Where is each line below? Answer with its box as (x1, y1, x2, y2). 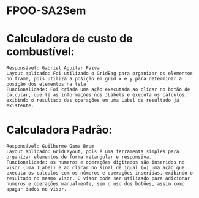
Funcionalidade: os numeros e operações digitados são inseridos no (6, 159, 185, 166)
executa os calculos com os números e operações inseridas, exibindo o (6, 170, 193, 177)
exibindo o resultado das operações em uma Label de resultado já (6, 97, 179, 104)
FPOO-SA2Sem (6, 4, 86, 18)
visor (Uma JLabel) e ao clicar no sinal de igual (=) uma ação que (6, 165, 185, 171)
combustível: (6, 45, 75, 59)
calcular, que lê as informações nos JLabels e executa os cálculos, (6, 92, 188, 98)
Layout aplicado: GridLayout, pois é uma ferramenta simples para (6, 148, 179, 155)
